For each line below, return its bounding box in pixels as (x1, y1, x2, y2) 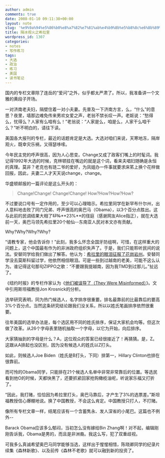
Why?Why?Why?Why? (5, 229, 51, 235)
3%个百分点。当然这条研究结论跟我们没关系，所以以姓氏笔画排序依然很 (5, 302, 150, 308)
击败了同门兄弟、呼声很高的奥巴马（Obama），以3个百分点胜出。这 (22, 207, 158, 213)
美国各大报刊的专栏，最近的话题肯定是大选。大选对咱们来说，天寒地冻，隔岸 (5, 135, 160, 141)
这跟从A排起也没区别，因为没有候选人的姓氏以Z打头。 (5, 342, 114, 348)
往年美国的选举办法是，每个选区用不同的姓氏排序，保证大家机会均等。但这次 (5, 319, 160, 325)
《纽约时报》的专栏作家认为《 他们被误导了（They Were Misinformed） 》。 (5, 280, 153, 286)
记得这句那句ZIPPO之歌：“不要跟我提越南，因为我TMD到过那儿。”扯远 (18, 263, 159, 269)
